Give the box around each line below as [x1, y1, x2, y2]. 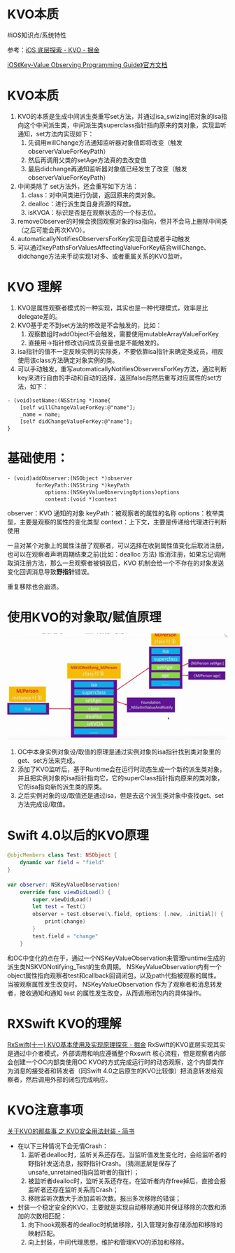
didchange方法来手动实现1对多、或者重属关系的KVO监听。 [17, 252, 187, 260]
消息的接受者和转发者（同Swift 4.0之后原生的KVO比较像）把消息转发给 [13, 1066, 218, 1075]
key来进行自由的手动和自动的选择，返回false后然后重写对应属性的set [17, 373, 216, 382]
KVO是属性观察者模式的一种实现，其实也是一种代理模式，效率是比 [17, 303, 208, 312]
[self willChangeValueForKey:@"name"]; [20, 403, 136, 411]
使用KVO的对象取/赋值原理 [7, 609, 162, 625]
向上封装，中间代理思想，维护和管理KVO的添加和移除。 [27, 1238, 188, 1246]
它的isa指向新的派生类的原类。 [17, 782, 106, 791]
